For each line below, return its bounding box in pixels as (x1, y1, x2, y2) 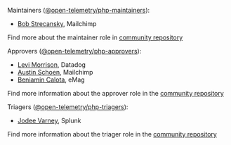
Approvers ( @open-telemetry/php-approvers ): (7, 47, 142, 55)
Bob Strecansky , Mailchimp (17, 20, 97, 27)
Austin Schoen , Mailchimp (17, 68, 93, 76)
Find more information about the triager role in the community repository (7, 130, 218, 138)
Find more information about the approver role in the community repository (7, 89, 225, 97)
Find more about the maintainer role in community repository (7, 33, 183, 42)
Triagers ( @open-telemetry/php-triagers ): (7, 103, 128, 111)
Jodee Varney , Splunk (17, 116, 81, 125)
